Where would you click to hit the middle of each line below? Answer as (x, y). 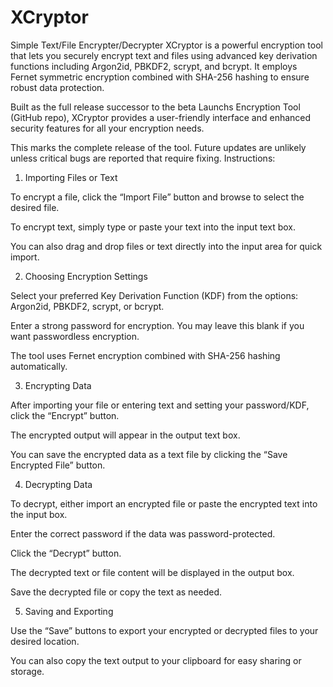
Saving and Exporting (69, 611)
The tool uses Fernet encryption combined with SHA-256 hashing (145, 355)
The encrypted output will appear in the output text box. (125, 435)
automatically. (39, 366)
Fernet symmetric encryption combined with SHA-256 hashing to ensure (160, 77)
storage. (27, 671)
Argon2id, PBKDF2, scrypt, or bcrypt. (87, 306)
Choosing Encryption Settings (86, 276)
